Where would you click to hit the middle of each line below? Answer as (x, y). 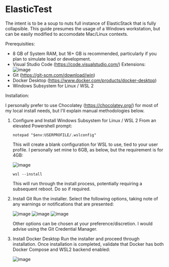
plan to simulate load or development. (52, 59)
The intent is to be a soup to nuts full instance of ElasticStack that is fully (81, 23)
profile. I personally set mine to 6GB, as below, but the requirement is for (88, 149)
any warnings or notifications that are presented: (63, 204)
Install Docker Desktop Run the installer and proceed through (76, 239)
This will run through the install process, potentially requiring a (77, 183)
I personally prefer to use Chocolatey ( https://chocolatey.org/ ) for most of (82, 105)
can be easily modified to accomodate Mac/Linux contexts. (67, 34)
